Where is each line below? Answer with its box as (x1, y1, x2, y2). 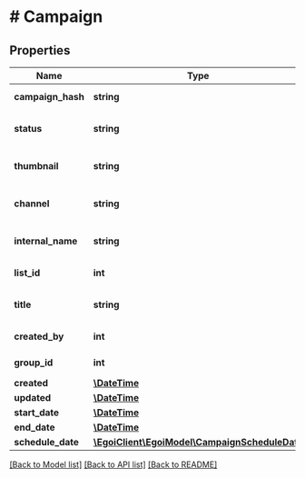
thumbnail (14, 160, 59, 172)
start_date (14, 406, 60, 419)
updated (14, 392, 52, 403)
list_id (14, 266, 41, 279)
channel (14, 197, 50, 210)
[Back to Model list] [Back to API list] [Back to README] (9, 459, 218, 470)
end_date (14, 421, 56, 433)
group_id (14, 356, 54, 369)
